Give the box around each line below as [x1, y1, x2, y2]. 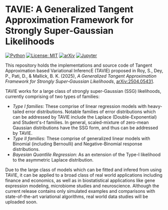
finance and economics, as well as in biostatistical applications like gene [5, 177, 155, 183]
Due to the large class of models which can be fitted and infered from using [5, 167, 162, 173]
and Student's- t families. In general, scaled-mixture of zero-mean [12, 119, 149, 125]
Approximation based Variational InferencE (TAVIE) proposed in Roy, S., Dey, [5, 67, 163, 74]
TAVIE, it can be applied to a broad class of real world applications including [5, 172, 162, 178]
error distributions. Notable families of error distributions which [25, 109, 156, 115]
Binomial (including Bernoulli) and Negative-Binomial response [12, 140, 142, 147]
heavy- [147, 103, 162, 109]
